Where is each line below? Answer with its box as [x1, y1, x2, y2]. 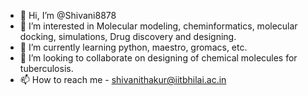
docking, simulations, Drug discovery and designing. [19, 31, 237, 42]
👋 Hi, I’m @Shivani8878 [19, 10, 117, 21]
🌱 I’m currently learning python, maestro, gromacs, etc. [19, 41, 248, 53]
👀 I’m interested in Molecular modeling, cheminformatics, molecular [19, 20, 298, 32]
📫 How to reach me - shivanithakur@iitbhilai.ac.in [19, 74, 227, 85]
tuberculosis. [19, 63, 74, 74]
